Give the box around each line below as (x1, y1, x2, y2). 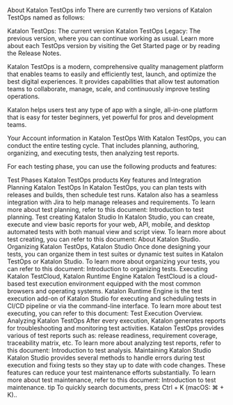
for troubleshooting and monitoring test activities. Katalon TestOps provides (7, 324, 225, 332)
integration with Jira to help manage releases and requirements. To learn (7, 198, 216, 206)
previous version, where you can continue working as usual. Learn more (7, 34, 214, 43)
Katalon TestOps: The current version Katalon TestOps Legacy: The (7, 27, 201, 35)
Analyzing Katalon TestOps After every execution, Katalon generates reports (7, 316, 226, 325)
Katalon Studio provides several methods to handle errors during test (7, 353, 205, 362)
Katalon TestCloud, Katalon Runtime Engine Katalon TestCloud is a (7, 272, 198, 280)
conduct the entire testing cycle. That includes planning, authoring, (7, 142, 200, 149)
